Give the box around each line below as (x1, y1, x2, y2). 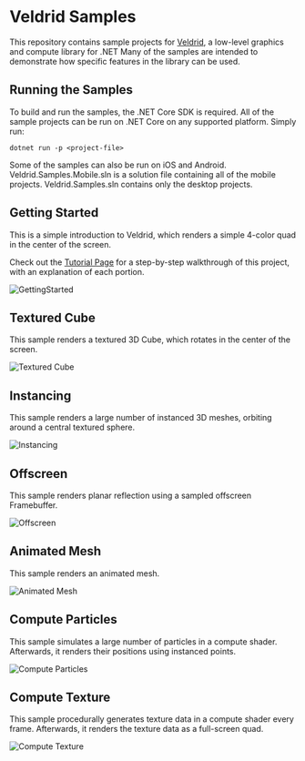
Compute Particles (9, 612, 118, 627)
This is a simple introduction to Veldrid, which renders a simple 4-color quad (9, 229, 297, 240)
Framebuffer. (9, 500, 58, 511)
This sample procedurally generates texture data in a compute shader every (9, 714, 294, 725)
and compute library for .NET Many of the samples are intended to (9, 46, 259, 56)
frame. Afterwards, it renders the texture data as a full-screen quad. (9, 724, 264, 735)
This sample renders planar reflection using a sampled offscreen (9, 490, 252, 501)
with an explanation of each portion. (9, 266, 145, 277)
